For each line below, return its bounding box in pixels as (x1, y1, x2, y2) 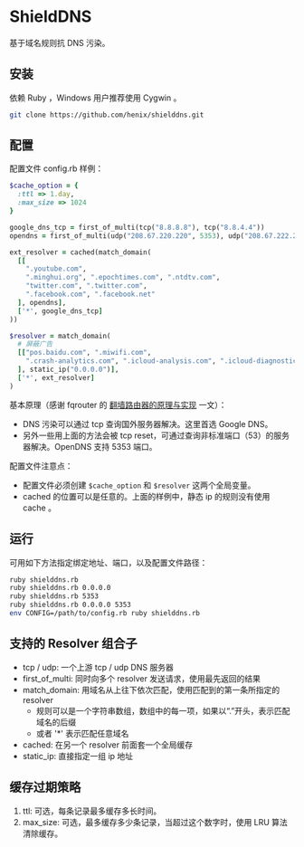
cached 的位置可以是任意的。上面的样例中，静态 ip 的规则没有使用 (22, 490, 271, 501)
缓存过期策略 (9, 780, 81, 795)
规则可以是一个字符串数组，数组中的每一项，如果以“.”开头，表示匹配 (35, 705, 290, 716)
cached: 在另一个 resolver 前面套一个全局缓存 (22, 739, 194, 750)
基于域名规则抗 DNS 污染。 (9, 37, 110, 48)
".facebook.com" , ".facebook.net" (25, 290, 156, 300)
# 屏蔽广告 (17, 339, 53, 349)
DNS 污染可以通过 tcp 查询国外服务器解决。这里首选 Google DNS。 (22, 418, 273, 429)
